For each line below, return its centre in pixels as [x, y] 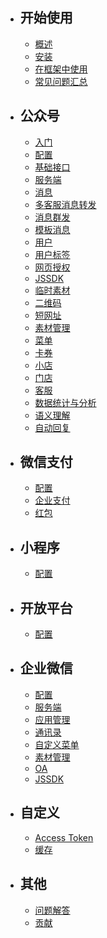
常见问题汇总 [61, 81]
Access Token [64, 837]
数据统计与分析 [65, 402]
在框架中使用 [61, 69]
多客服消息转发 [65, 204]
